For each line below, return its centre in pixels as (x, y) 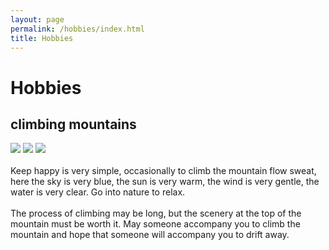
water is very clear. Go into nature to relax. (98, 192)
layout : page (37, 19)
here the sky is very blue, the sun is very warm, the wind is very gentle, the (165, 182)
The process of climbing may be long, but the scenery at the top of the (156, 213)
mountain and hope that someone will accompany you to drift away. (150, 235)
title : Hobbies (42, 38)
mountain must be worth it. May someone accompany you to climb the (155, 224)
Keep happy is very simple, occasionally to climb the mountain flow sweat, (163, 171)
